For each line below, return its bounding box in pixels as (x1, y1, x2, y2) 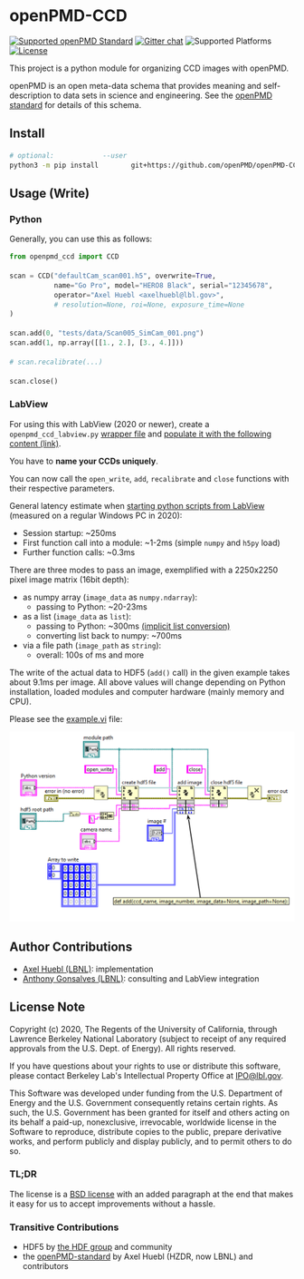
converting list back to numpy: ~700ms (35, 630, 183, 640)
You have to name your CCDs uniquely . (9, 455, 158, 466)
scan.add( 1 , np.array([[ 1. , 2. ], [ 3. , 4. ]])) (9, 338, 184, 347)
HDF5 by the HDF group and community (22, 1242, 173, 1253)
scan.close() (9, 376, 59, 386)
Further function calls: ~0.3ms (22, 546, 136, 558)
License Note (9, 1000, 86, 1015)
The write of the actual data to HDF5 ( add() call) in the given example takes (9, 667, 290, 678)
